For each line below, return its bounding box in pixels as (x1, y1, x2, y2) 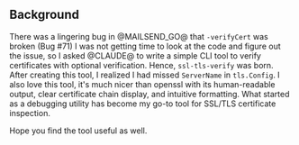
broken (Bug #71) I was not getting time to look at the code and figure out (9, 41, 281, 51)
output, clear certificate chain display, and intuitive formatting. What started (9, 88, 290, 99)
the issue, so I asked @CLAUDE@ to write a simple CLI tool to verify (9, 50, 261, 61)
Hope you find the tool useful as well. (9, 125, 148, 136)
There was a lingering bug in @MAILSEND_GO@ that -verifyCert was (9, 31, 268, 41)
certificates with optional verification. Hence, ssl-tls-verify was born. (9, 59, 274, 70)
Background (9, 7, 79, 23)
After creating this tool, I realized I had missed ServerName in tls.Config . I (9, 69, 281, 80)
